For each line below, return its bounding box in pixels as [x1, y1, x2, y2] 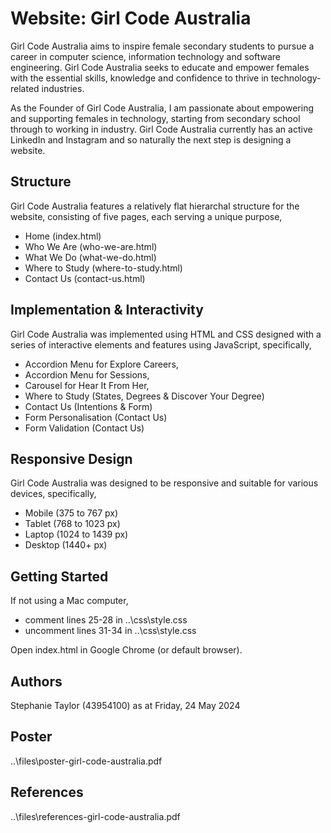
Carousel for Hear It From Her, [24, 379, 150, 391]
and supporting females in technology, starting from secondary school [10, 112, 301, 124]
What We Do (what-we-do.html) [24, 251, 157, 263]
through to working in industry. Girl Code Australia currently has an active [10, 123, 313, 135]
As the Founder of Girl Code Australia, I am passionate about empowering [10, 102, 315, 114]
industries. [41, 82, 85, 94]
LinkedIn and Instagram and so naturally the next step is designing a [10, 133, 292, 146]
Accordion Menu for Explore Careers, [24, 358, 179, 370]
